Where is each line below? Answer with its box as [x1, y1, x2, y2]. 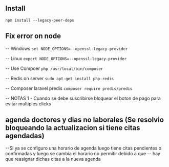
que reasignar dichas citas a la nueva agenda [5, 156, 101, 162]
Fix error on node [5, 32, 61, 41]
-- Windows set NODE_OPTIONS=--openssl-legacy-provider [5, 45, 128, 51]
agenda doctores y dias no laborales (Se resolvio [5, 116, 164, 124]
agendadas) [5, 132, 45, 140]
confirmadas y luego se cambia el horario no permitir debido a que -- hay [5, 151, 160, 157]
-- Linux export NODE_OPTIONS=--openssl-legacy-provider [5, 55, 127, 61]
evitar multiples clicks [5, 100, 51, 107]
